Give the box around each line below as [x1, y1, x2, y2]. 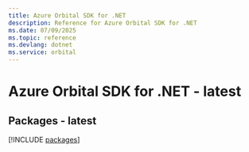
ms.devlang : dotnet [8, 41, 73, 49]
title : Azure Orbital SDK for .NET [8, 11, 126, 20]
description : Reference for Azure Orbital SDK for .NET [8, 19, 197, 27]
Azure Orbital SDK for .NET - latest [8, 82, 242, 101]
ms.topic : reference [8, 33, 77, 42]
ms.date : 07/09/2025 [8, 26, 77, 34]
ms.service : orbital [8, 48, 77, 56]
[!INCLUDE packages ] [8, 135, 80, 144]
